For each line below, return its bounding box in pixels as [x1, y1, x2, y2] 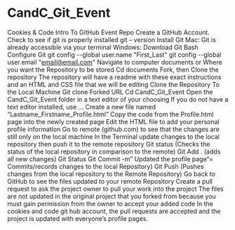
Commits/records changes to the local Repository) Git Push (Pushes [7, 162, 204, 170]
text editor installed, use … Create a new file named [7, 102, 156, 111]
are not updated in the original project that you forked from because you [7, 191, 216, 201]
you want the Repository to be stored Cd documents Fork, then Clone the [7, 65, 219, 74]
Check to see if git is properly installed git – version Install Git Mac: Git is [7, 35, 216, 43]
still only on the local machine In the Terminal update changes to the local [7, 132, 220, 141]
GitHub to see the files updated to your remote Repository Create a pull [7, 177, 213, 185]
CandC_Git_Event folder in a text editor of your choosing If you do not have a [7, 95, 229, 103]
